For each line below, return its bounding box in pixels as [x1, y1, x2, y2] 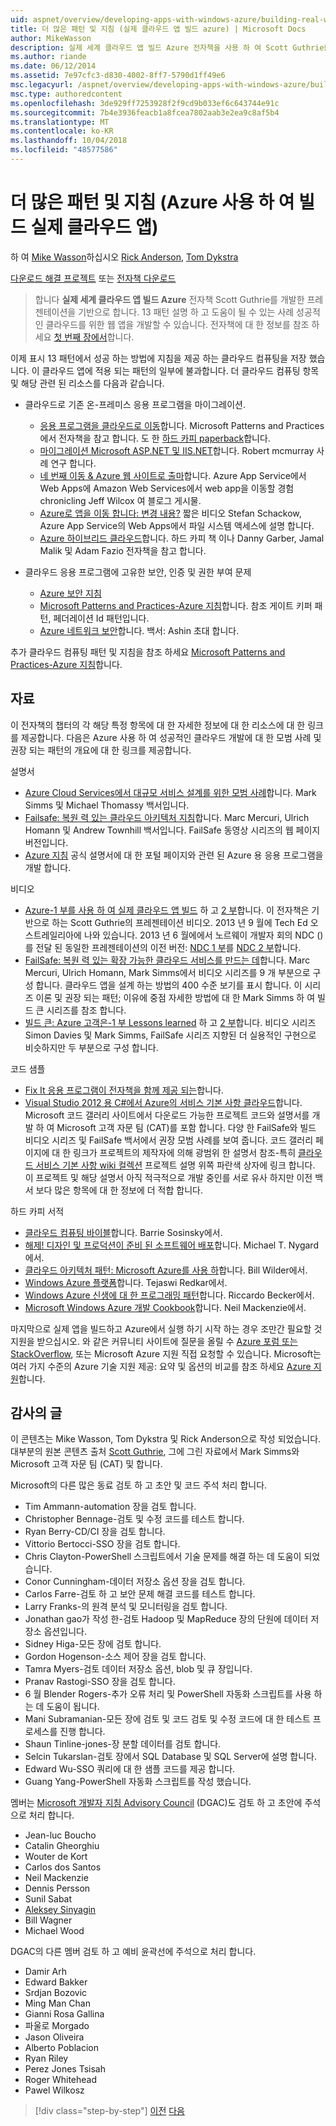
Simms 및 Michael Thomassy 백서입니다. [24, 799, 190, 811]
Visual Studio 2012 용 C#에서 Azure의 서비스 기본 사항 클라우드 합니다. [24, 1096, 303, 1108]
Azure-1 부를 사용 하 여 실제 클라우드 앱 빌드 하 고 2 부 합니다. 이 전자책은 [24, 904, 310, 916]
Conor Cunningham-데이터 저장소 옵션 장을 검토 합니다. [24, 1576, 246, 1588]
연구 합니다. [50, 457, 97, 469]
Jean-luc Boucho [24, 1829, 97, 1841]
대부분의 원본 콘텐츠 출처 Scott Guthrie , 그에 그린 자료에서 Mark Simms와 [10, 1446, 300, 1458]
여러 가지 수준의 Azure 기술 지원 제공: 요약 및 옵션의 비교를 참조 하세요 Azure [10, 1360, 312, 1372]
